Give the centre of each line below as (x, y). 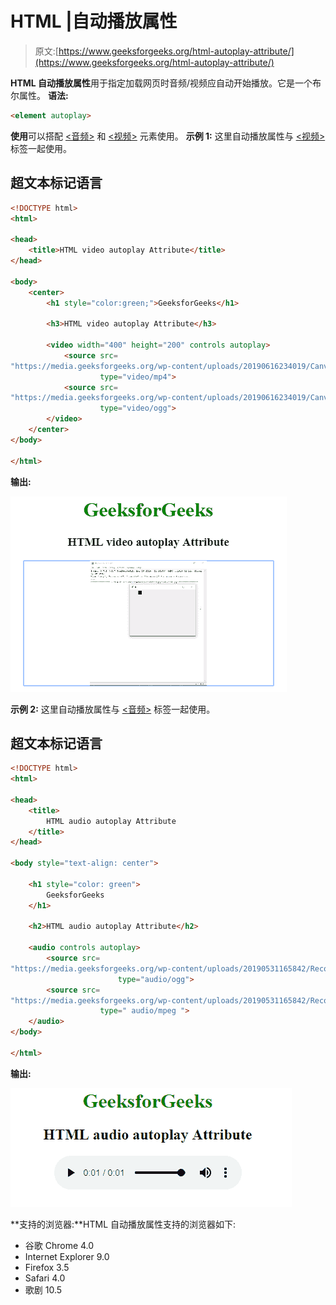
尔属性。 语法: (39, 95)
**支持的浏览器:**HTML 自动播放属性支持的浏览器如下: (123, 1224)
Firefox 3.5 (47, 1267)
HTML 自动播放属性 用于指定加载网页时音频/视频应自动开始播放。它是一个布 (166, 83)
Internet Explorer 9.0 (67, 1256)
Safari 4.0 (45, 1278)
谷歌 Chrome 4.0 (59, 1245)
